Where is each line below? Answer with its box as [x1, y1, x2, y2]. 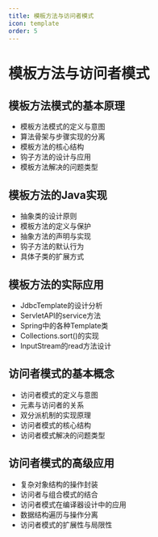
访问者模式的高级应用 [8, 456, 114, 470]
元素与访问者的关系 [19, 400, 85, 409]
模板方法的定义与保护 [19, 222, 91, 231]
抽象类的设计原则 [19, 211, 77, 221]
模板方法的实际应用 [8, 277, 104, 291]
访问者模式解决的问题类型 [19, 430, 106, 440]
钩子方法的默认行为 [19, 242, 85, 252]
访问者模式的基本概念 [8, 367, 114, 381]
